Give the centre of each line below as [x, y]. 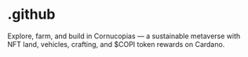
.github [31, 14]
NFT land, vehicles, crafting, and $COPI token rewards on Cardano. [116, 44]
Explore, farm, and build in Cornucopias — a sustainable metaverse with [124, 36]
